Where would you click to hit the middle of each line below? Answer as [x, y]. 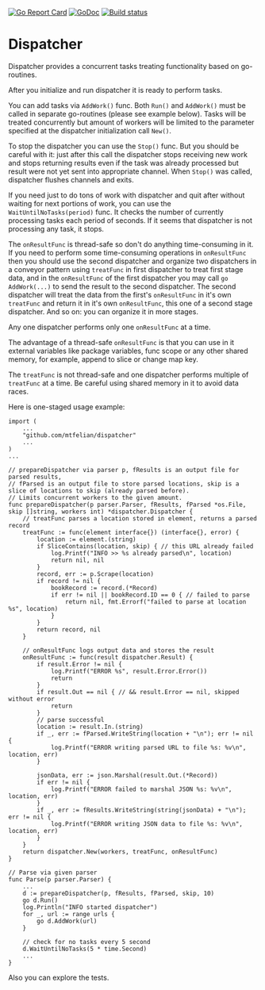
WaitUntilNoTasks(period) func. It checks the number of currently [116, 212]
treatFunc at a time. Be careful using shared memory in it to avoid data [124, 383]
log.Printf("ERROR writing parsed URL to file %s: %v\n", [148, 747]
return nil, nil [77, 560]
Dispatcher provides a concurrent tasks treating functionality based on [124, 66]
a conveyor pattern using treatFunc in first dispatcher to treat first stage [126, 269]
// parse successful [71, 719]
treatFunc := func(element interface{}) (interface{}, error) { [131, 532]
